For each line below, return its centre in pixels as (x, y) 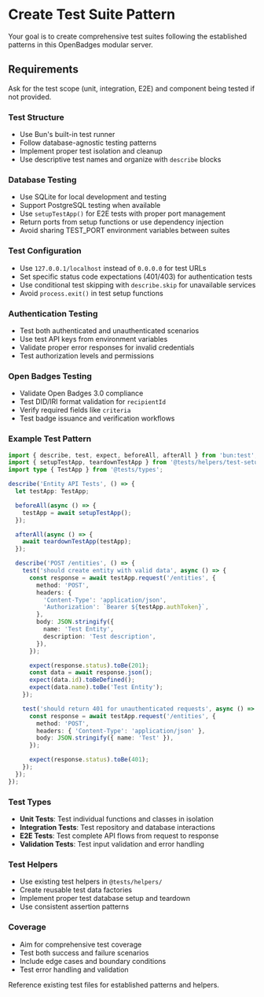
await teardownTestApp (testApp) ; (77, 542)
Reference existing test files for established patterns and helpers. (114, 984)
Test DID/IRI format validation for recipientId (93, 402)
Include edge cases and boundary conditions (93, 961)
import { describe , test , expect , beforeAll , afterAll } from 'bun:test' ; (133, 455)
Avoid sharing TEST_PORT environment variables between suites (125, 231)
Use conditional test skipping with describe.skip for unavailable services (137, 284)
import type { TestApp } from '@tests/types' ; (86, 470)
